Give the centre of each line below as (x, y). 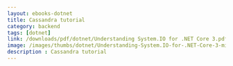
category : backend (34, 26)
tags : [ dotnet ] (29, 33)
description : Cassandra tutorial (57, 52)
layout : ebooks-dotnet (40, 13)
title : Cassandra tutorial (46, 20)
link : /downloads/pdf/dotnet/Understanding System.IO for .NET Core (108, 39)
